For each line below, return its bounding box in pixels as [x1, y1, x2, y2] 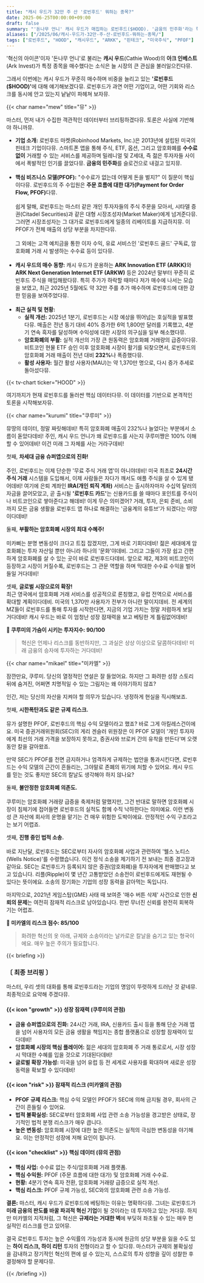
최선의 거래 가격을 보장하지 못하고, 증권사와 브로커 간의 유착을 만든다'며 [17, 735, 186, 742]
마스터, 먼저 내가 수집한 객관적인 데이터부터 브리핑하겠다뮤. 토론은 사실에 [6, 116, 178, 123]
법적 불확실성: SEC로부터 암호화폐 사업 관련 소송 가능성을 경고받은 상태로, [15, 1111, 189, 1118]
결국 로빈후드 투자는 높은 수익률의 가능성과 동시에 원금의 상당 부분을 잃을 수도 [6, 1235, 189, 1242]
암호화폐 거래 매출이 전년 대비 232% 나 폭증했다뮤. [24, 351, 144, 359]
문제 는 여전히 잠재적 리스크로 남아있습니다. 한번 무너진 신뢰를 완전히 [17, 899, 178, 906]
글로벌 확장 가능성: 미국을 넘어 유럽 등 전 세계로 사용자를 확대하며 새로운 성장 [15, 1059, 196, 1066]
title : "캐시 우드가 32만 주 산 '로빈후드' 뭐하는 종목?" [6, 9, 135, 15]
